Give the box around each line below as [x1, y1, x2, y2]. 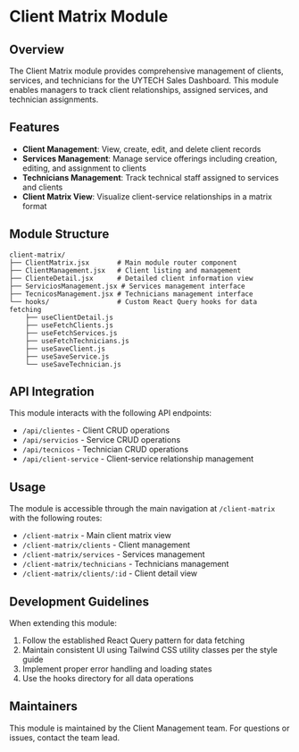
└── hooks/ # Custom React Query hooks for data [9, 297, 257, 306]
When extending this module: [9, 618, 118, 629]
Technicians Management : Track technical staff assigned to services [21, 172, 279, 182]
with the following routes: [9, 512, 103, 524]
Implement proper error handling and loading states [21, 663, 212, 674]
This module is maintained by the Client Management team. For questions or [9, 722, 290, 733]
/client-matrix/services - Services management [21, 549, 205, 560]
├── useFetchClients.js [25, 320, 114, 330]
